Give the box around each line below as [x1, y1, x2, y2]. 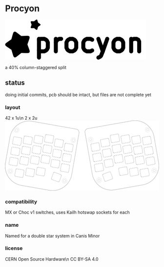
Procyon [5, 3, 40, 14]
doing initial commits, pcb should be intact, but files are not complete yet [5, 92, 151, 97]
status [5, 79, 25, 87]
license [5, 245, 23, 252]
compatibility [5, 198, 38, 205]
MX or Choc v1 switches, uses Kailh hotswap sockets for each [5, 209, 130, 216]
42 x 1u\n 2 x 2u [5, 115, 38, 121]
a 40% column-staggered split [5, 64, 67, 70]
